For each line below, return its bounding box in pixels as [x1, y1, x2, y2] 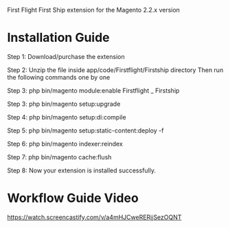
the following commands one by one [7, 73, 111, 81]
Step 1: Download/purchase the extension [7, 52, 125, 60]
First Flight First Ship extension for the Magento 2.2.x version [7, 6, 181, 14]
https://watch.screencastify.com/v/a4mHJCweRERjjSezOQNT [7, 213, 182, 221]
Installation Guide [7, 30, 110, 45]
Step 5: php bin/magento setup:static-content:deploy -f [7, 126, 164, 135]
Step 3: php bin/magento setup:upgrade [7, 100, 121, 108]
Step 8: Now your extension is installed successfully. [7, 166, 157, 174]
